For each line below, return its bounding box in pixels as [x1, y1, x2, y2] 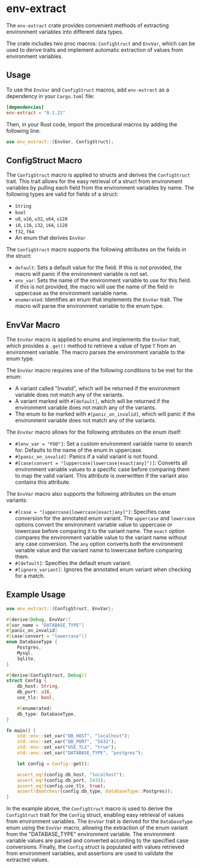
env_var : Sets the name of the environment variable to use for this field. [14, 276, 191, 284]
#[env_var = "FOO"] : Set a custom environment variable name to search [14, 440, 193, 447]
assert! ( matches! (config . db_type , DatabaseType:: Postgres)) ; [17, 788, 173, 795]
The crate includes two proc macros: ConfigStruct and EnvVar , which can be [6, 40, 196, 47]
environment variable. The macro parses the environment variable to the [6, 349, 185, 355]
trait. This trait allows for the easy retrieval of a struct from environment [6, 178, 183, 185]
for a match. [14, 572, 45, 579]
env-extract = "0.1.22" [6, 110, 66, 116]
